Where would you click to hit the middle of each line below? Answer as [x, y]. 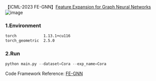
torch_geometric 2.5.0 [30, 41]
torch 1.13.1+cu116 [38, 36]
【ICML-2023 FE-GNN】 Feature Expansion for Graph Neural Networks [78, 7]
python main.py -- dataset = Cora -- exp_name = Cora [56, 64]
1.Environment [23, 25]
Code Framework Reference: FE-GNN [44, 73]
